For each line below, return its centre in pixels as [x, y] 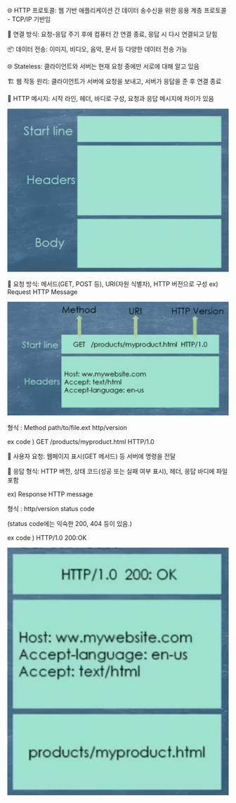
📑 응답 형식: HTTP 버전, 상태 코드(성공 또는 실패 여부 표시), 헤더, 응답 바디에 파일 [118, 471]
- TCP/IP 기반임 [29, 19]
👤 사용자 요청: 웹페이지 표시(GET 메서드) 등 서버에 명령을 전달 [92, 456]
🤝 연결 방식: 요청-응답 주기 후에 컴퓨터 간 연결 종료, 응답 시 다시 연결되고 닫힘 [112, 34]
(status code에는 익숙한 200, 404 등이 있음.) [70, 523]
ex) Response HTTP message [50, 494]
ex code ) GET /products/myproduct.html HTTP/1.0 [81, 441]
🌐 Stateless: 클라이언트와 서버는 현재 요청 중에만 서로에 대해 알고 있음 [104, 66]
